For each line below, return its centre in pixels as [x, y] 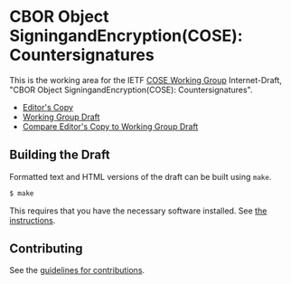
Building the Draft [60, 155]
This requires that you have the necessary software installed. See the [138, 211]
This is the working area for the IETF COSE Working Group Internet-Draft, [146, 80]
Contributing [46, 249]
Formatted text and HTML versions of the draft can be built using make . [141, 176]
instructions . [33, 220]
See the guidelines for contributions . [77, 270]
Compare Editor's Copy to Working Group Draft [110, 126]
